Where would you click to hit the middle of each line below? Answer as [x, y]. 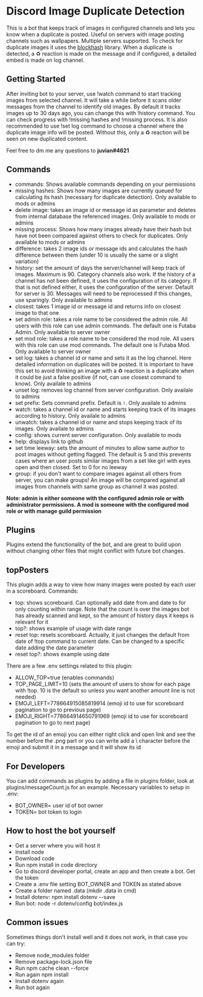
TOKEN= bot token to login [48, 812]
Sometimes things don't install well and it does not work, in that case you [97, 937]
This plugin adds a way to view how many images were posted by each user [101, 585]
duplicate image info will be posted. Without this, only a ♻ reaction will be [98, 132]
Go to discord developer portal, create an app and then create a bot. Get [105, 871]
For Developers [36, 766]
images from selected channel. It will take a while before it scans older [94, 100]
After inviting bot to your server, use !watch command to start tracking [94, 94]
